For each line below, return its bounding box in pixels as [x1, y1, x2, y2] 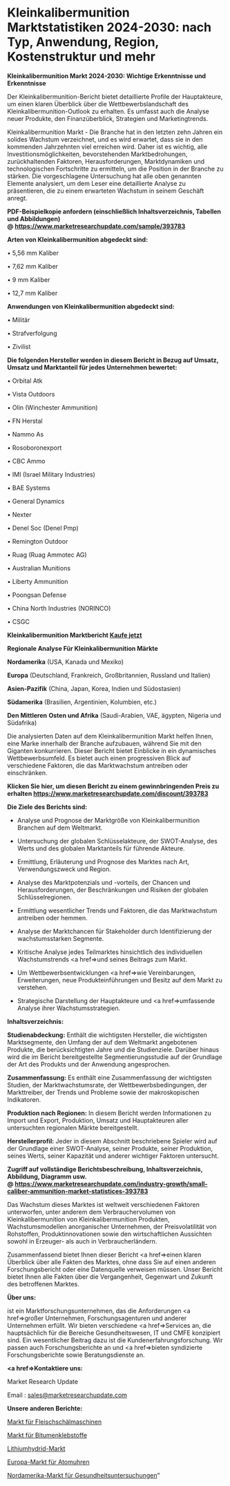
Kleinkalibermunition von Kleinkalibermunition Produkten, [7, 1214, 170, 1223]
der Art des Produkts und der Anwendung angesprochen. [7, 1060, 171, 1068]
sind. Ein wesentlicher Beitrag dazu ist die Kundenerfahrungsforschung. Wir [7, 1335, 223, 1344]
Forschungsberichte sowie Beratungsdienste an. [7, 1351, 145, 1359]
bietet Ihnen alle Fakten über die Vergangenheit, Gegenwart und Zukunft [7, 1273, 213, 1281]
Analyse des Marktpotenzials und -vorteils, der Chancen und [17, 878, 191, 886]
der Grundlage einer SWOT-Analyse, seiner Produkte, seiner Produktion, [7, 1144, 213, 1152]
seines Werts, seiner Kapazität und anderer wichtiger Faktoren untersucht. [7, 1152, 219, 1160]
